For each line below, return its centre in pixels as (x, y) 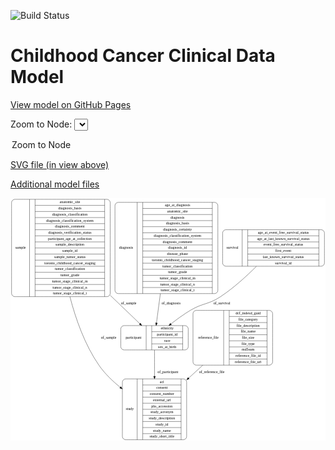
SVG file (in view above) (60, 164)
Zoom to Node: (41, 124)
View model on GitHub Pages (71, 104)
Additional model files (55, 184)
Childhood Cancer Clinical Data (143, 56)
